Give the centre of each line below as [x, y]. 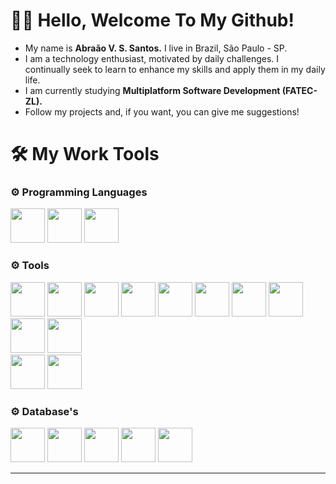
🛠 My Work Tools [85, 154]
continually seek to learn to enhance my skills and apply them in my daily [175, 69]
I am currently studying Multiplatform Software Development [152, 90]
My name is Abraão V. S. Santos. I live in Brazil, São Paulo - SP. [156, 48]
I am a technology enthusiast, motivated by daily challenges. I [152, 58]
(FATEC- [299, 90]
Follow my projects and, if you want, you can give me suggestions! [162, 111]
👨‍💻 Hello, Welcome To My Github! [152, 20]
